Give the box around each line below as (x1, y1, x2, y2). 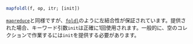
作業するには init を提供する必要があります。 (31, 31, 140, 38)
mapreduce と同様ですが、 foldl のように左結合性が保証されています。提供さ (6, 16, 187, 23)
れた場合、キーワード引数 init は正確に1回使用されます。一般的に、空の (6, 24, 178, 31)
